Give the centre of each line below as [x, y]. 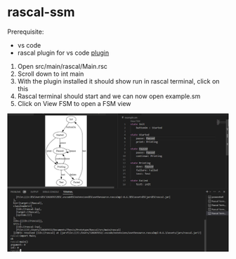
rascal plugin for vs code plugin [63, 53]
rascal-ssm [41, 12]
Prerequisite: [26, 32]
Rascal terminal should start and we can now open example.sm [109, 96]
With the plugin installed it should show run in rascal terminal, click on [118, 81]
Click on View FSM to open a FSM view [74, 103]
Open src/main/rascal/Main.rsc [62, 66]
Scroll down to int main [51, 74]
